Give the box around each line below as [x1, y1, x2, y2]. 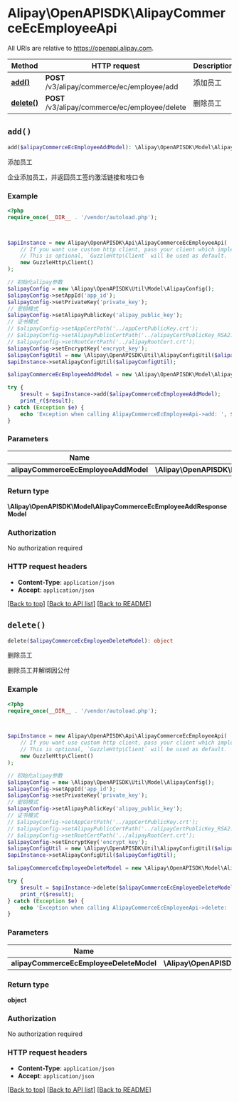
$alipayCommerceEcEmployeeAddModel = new [7, 371, 132, 378]
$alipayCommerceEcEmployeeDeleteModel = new [7, 865, 142, 872]
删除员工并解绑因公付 [7, 666, 70, 675]
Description [193, 61, 234, 71]
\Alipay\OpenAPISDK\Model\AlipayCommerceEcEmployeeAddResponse [7, 502, 228, 511]
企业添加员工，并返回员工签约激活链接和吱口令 [7, 173, 144, 181]
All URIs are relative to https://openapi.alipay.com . [7, 44, 154, 52]
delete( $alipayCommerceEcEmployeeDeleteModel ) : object [7, 637, 174, 644]
